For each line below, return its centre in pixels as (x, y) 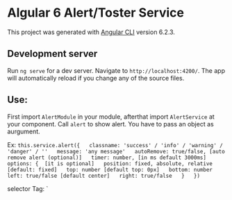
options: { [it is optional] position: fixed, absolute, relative (110, 164)
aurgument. (24, 131)
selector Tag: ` (28, 188)
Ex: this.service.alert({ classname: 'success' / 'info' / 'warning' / (115, 144)
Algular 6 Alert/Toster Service (96, 13)
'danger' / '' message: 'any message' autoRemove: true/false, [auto (116, 151)
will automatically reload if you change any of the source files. (96, 78)
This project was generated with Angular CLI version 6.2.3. (91, 32)
